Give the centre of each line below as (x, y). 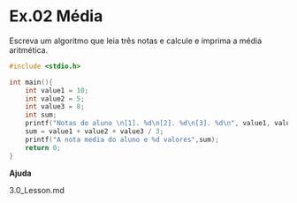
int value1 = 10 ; (57, 90)
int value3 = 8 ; (55, 107)
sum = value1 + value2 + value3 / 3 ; (95, 132)
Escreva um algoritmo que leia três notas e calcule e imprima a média (136, 41)
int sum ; (41, 115)
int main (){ (31, 82)
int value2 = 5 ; (55, 99)
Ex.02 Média (56, 16)
